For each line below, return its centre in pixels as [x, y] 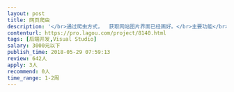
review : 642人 [27, 59]
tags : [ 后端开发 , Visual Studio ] [52, 39]
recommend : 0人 [29, 71]
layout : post [26, 13]
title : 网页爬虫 [29, 20]
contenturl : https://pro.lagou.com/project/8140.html [87, 33]
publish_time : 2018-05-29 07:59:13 [59, 53]
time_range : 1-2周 [33, 78]
